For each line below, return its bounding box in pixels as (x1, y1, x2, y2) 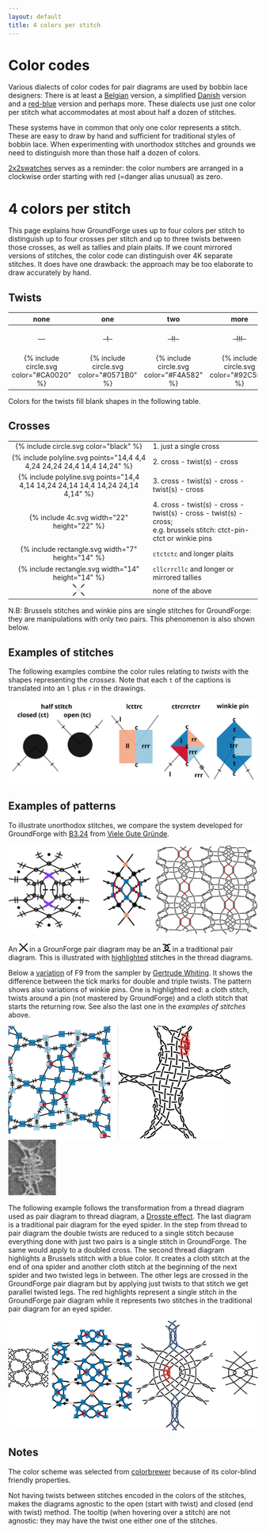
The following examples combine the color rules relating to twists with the (8, 667, 249, 676)
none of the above (152, 586, 212, 595)
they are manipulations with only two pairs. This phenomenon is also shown (8, 614, 256, 624)
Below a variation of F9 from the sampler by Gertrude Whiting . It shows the (8, 968, 253, 978)
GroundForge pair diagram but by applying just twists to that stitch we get (8, 1279, 249, 1288)
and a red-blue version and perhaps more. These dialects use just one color (8, 99, 256, 108)
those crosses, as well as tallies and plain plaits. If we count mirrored (8, 242, 233, 253)
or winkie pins (166, 534, 212, 542)
